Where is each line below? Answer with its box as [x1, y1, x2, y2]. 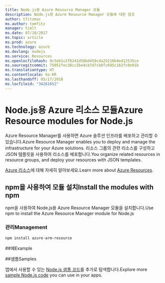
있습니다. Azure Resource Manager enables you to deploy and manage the [5, 139, 156, 144]
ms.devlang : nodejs [5, 49, 46, 54]
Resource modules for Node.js [5, 115, 133, 127]
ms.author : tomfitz [5, 21, 46, 26]
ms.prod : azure [5, 40, 37, 45]
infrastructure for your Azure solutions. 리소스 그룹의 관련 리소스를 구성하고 [5, 145, 155, 151]
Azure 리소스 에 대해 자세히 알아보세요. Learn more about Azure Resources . [5, 167, 154, 173]
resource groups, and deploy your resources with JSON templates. [5, 156, 142, 162]
